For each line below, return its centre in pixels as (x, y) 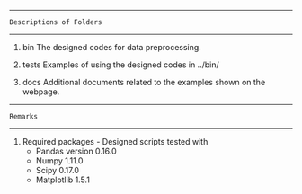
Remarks (24, 117)
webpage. (41, 92)
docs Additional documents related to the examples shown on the (144, 82)
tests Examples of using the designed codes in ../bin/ (121, 65)
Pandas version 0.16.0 (76, 151)
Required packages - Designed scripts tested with (115, 141)
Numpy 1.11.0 (59, 161)
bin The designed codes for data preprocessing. (112, 47)
